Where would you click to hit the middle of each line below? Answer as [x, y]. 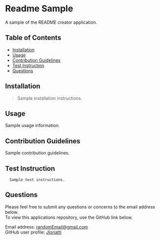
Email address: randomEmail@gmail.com [46, 227]
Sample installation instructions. [50, 98]
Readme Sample [39, 9]
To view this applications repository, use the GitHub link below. [69, 217]
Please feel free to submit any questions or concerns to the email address [80, 207]
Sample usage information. [33, 125]
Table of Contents [33, 38]
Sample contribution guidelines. [38, 153]
